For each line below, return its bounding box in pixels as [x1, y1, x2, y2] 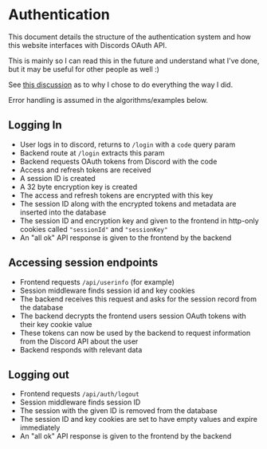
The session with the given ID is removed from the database [19, 406, 218, 416]
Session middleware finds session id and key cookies [19, 286, 195, 295]
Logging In [8, 118, 62, 132]
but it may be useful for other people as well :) [8, 64, 159, 73]
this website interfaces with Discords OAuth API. [8, 40, 167, 49]
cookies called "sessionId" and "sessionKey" [19, 224, 168, 234]
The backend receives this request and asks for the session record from [19, 293, 257, 304]
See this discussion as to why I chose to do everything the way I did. [8, 80, 234, 89]
